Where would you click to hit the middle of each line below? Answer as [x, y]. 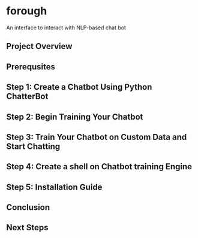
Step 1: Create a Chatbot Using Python [79, 87]
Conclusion [28, 208]
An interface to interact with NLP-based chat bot [66, 28]
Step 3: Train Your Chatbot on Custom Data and [97, 137]
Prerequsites [31, 67]
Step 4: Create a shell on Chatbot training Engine [99, 167]
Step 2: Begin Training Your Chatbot [75, 117]
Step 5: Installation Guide [54, 187]
